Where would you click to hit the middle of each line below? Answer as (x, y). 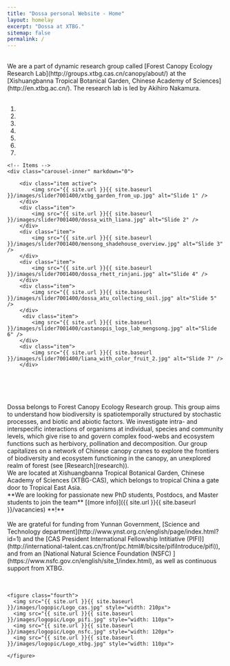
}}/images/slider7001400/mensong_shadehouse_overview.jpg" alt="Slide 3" (115, 244)
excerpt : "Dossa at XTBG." (46, 26)
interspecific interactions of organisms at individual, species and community (115, 429)
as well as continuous (186, 561)
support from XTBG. (35, 568)
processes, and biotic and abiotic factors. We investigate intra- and (102, 422)
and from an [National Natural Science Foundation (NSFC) (90, 554)
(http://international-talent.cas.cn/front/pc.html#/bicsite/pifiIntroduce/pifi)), (114, 547)
